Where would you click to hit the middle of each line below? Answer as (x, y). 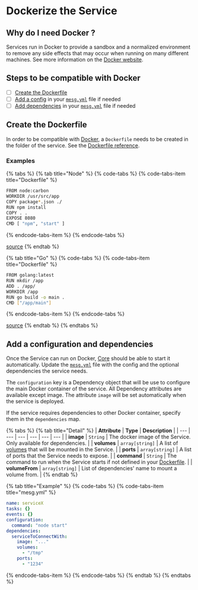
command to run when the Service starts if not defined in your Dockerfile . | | (99, 462)
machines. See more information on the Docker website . (75, 60)
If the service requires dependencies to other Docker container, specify (93, 413)
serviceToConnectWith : (39, 536)
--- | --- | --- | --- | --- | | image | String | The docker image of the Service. (98, 437)
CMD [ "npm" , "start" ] (36, 224)
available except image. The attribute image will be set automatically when (96, 395)
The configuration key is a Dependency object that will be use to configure (98, 383)
